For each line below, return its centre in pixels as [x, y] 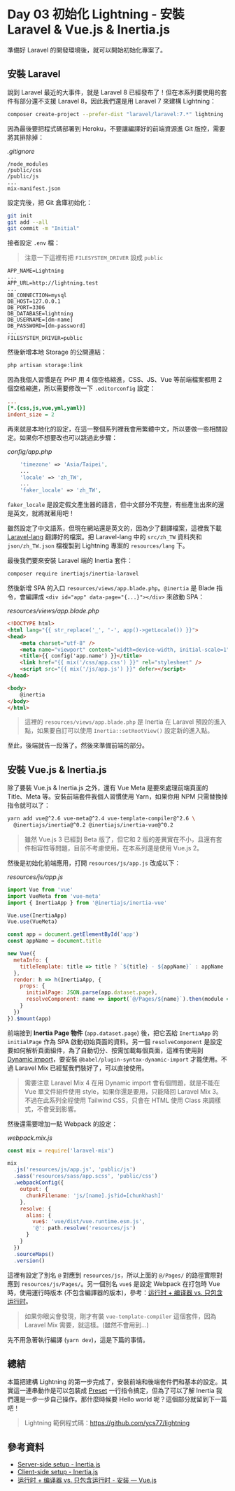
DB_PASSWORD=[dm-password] [47, 326]
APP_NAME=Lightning [36, 271]
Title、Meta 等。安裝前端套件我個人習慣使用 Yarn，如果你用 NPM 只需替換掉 [117, 797]
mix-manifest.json [34, 188]
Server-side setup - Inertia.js [59, 1464]
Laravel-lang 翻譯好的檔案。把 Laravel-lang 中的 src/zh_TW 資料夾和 [105, 537]
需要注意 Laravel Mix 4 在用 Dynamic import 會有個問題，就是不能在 [122, 1083]
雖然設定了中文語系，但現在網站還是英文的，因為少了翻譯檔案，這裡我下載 [114, 528]
